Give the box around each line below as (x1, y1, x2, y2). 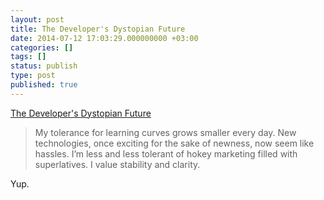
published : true (10, 80, 78, 90)
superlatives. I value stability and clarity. (34, 158, 201, 170)
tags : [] (10, 52, 47, 62)
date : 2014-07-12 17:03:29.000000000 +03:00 (10, 33, 199, 43)
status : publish (10, 61, 78, 71)
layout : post (10, 14, 65, 25)
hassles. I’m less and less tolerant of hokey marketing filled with (34, 147, 298, 160)
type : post (10, 71, 56, 81)
